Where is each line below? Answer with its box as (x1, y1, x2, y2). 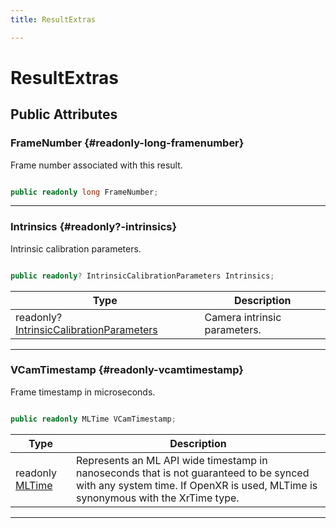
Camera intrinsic (204, 310, 282, 324)
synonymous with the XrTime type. (75, 491, 240, 505)
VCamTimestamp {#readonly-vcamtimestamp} (10, 363, 244, 377)
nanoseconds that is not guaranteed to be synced (75, 466, 310, 480)
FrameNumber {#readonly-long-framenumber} (10, 136, 245, 150)
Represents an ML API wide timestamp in (75, 453, 268, 467)
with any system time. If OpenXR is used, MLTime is (75, 478, 318, 492)
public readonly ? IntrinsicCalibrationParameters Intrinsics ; (10, 271, 275, 281)
